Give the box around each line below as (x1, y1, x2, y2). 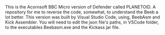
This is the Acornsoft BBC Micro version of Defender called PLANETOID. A (5, 4, 156, 10)
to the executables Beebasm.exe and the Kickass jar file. (5, 24, 120, 30)
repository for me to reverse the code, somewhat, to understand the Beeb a (5, 9, 159, 15)
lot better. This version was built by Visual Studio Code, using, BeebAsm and (5, 14, 160, 20)
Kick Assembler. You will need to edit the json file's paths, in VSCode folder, (5, 19, 159, 25)
